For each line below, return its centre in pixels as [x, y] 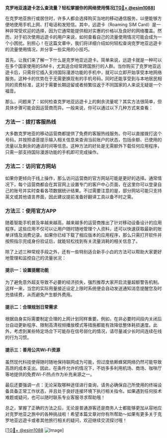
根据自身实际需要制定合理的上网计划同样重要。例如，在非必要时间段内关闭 [81, 319]
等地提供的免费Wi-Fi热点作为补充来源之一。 [50, 374]
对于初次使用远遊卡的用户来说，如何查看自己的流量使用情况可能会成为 [85, 37]
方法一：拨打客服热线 [31, 122]
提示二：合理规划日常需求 [31, 307]
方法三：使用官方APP [31, 211]
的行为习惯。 [18, 338]
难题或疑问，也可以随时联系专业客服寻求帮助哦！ [55, 397]
